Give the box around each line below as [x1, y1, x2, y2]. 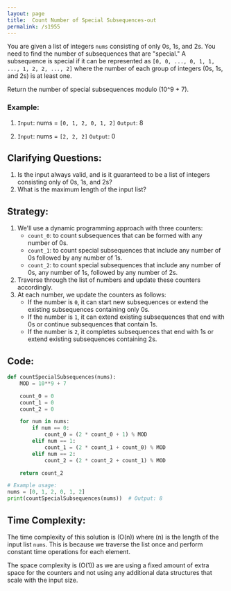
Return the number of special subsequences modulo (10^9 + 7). [7, 85, 189, 94]
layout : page [7, 10, 45, 17]
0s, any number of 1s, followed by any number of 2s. [27, 269, 178, 277]
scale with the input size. [7, 576, 78, 584]
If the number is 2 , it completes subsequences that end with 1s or [27, 328, 214, 336]
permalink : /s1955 [7, 23, 60, 30]
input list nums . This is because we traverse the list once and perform [7, 540, 203, 549]
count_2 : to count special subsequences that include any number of [27, 261, 221, 269]
